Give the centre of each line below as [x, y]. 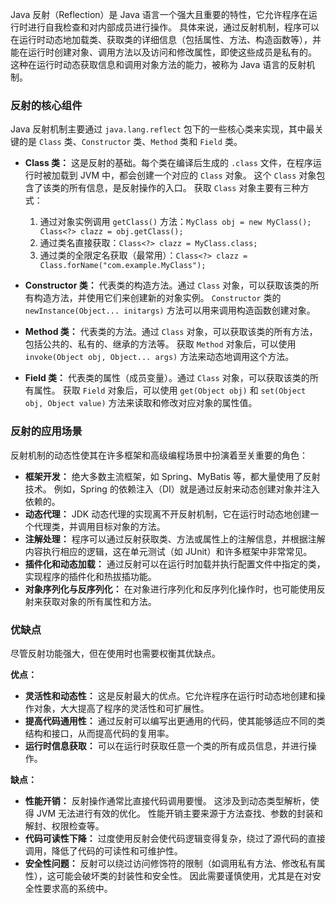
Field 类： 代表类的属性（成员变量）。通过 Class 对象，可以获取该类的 [167, 378]
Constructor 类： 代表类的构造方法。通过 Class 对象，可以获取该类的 [167, 285]
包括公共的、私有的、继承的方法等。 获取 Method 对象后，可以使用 [160, 344]
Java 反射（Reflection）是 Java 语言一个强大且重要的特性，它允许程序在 [159, 14]
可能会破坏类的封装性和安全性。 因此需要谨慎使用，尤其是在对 [184, 875]
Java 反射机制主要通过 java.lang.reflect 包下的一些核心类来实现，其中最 [162, 129]
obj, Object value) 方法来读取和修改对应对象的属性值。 [141, 403]
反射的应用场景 [46, 431]
